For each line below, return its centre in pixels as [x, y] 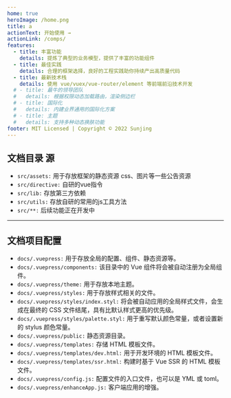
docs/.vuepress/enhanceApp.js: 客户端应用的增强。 [90, 387]
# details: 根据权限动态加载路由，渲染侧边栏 [74, 97]
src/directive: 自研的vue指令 [60, 185]
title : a [20, 26]
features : [21, 45]
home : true [23, 13]
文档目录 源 [31, 158]
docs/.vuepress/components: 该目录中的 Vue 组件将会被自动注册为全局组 [119, 267]
